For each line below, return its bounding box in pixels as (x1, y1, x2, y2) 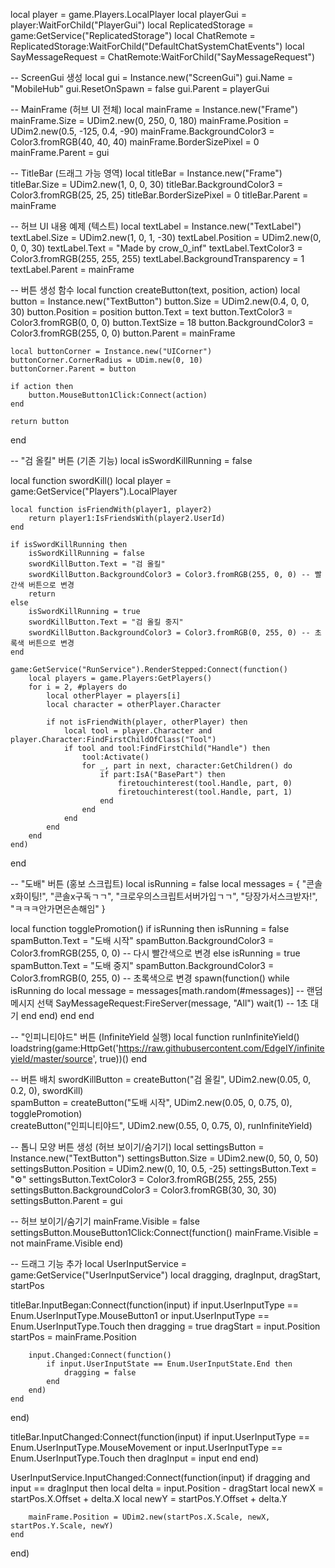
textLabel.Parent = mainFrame (10, 264, 135, 275)
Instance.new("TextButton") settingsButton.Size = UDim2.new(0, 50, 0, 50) (10, 1152, 319, 1164)
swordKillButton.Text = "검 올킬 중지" (28, 617, 184, 627)
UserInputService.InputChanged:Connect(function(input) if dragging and (10, 1472, 311, 1483)
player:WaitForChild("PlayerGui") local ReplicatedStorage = (10, 19, 254, 31)
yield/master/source (10, 1053, 93, 1064)
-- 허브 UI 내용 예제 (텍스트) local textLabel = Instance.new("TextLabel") (10, 220, 302, 232)
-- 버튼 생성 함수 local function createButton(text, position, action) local (10, 284, 301, 296)
